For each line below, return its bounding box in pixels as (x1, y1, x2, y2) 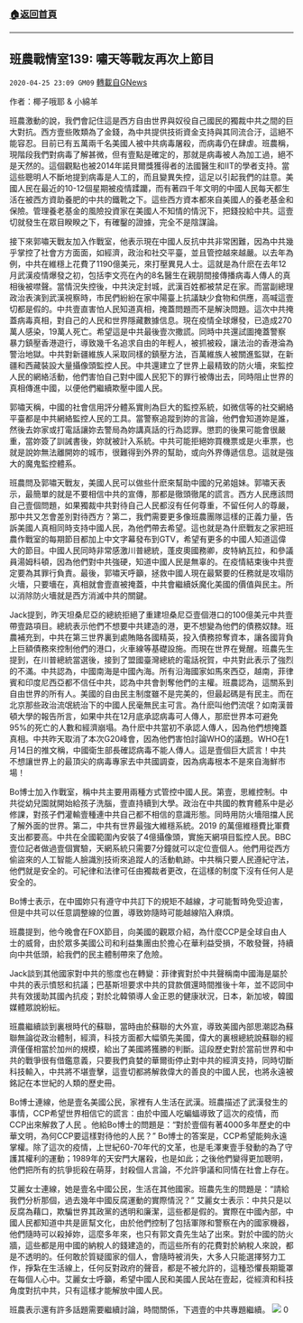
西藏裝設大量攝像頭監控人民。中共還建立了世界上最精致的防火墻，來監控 (24, 360, 294, 371)
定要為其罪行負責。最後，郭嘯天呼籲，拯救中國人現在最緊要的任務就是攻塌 (9, 568, 286, 578)
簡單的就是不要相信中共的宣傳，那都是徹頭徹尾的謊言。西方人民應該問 (32, 489, 294, 500)
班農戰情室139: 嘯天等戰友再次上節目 (9, 51, 215, 67)
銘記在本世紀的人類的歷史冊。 (9, 1078, 120, 1088)
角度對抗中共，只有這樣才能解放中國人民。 (9, 1285, 168, 1296)
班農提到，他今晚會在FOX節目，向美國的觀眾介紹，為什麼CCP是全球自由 (9, 927, 280, 938)
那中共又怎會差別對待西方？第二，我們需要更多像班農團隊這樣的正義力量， (9, 512, 286, 523)
